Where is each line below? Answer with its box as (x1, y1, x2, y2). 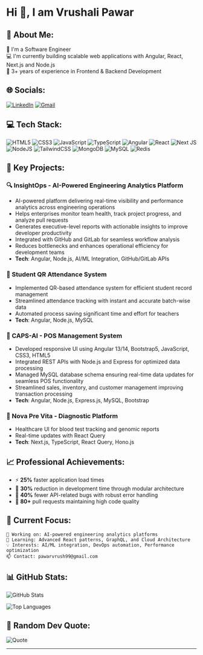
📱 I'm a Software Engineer (6, 45, 71, 53)
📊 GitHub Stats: (6, 572, 68, 582)
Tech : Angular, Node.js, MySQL (14, 316, 94, 324)
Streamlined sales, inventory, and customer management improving (14, 384, 184, 391)
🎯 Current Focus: (6, 515, 71, 526)
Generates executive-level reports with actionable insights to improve (14, 223, 188, 230)
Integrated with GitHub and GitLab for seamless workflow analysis (14, 236, 180, 243)
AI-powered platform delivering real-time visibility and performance (14, 197, 184, 205)
